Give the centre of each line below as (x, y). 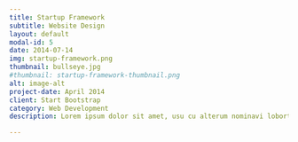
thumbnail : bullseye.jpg (55, 67)
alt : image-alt (37, 83)
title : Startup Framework (57, 17)
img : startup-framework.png (61, 59)
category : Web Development (59, 108)
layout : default (39, 34)
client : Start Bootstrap (55, 100)
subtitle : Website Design (57, 26)
